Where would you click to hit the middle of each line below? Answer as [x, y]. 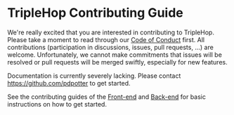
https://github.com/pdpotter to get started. [69, 83]
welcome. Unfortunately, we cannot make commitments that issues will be [115, 55]
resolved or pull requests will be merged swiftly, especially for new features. [117, 62]
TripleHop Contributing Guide [96, 13]
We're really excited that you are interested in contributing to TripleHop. [111, 32]
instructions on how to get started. [57, 104]
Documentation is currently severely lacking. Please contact [94, 76]
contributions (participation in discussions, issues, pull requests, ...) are [111, 47]
